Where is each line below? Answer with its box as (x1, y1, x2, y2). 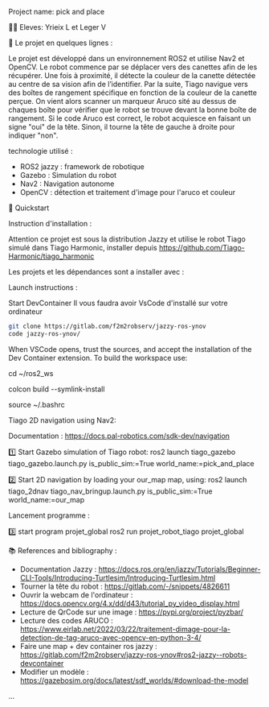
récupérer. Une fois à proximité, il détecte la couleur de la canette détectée (8, 71, 256, 80)
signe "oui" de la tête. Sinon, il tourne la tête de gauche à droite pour (8, 122, 235, 131)
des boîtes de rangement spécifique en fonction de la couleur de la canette (8, 88, 257, 97)
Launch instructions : (8, 283, 78, 292)
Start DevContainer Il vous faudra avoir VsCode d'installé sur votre (8, 298, 229, 308)
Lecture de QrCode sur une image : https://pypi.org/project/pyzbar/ (19, 607, 243, 617)
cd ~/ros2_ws (8, 368, 54, 378)
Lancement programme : (8, 511, 90, 520)
